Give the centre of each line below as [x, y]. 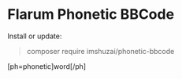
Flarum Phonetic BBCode [91, 14]
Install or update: [35, 36]
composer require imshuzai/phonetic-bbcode [100, 51]
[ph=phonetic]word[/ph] [47, 66]
